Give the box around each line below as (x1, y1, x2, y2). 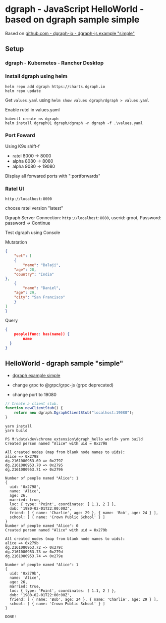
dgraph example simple (12, 372, 60, 378)
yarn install (5, 424, 32, 429)
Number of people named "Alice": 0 (5, 524, 79, 528)
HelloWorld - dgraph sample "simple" (5, 359, 124, 368)
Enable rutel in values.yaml (5, 106, 60, 112)
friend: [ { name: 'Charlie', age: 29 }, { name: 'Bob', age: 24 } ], (9, 511, 159, 516)
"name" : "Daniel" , (23, 286, 61, 290)
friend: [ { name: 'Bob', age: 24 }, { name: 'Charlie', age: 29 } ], (9, 597, 159, 602)
